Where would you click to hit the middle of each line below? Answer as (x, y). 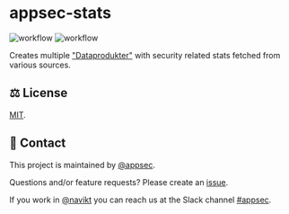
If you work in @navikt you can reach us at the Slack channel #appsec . (140, 200)
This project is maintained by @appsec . (82, 165)
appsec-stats (61, 13)
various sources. (40, 65)
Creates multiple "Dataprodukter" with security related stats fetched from (145, 55)
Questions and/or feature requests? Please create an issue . (119, 182)
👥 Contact (38, 143)
